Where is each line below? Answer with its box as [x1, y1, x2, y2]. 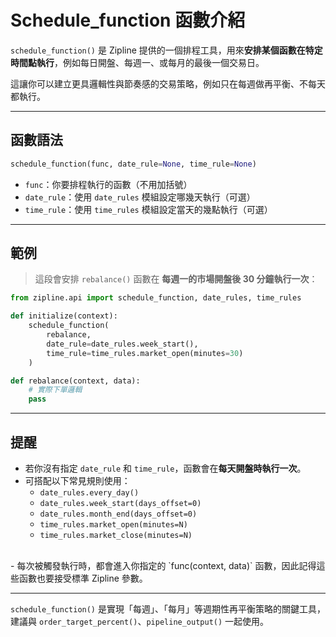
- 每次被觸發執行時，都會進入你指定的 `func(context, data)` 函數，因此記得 [10, 560, 317, 571]
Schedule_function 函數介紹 [10, 9, 246, 32]
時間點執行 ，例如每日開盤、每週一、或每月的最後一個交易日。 [10, 56, 265, 68]
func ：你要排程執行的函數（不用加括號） [24, 178, 193, 190]
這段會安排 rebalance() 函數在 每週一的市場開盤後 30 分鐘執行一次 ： [34, 273, 318, 285]
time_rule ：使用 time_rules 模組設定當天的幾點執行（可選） [24, 203, 273, 215]
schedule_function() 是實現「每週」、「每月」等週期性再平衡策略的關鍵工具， [10, 603, 326, 615]
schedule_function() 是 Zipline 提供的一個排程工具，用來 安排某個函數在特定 [10, 44, 323, 56]
